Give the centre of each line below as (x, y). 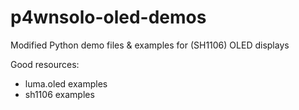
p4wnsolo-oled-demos (108, 17)
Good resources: (45, 64)
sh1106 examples (59, 94)
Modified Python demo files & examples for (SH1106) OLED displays (150, 45)
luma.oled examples (66, 83)
